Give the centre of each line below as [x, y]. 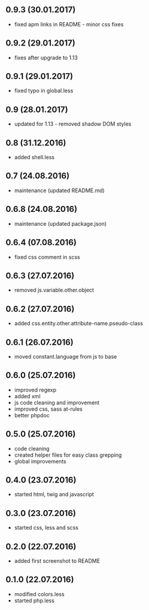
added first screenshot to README [57, 561]
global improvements [40, 461]
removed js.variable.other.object [54, 290]
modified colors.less [39, 594]
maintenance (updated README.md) [60, 190]
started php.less [34, 600]
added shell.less [34, 157]
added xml [27, 396]
